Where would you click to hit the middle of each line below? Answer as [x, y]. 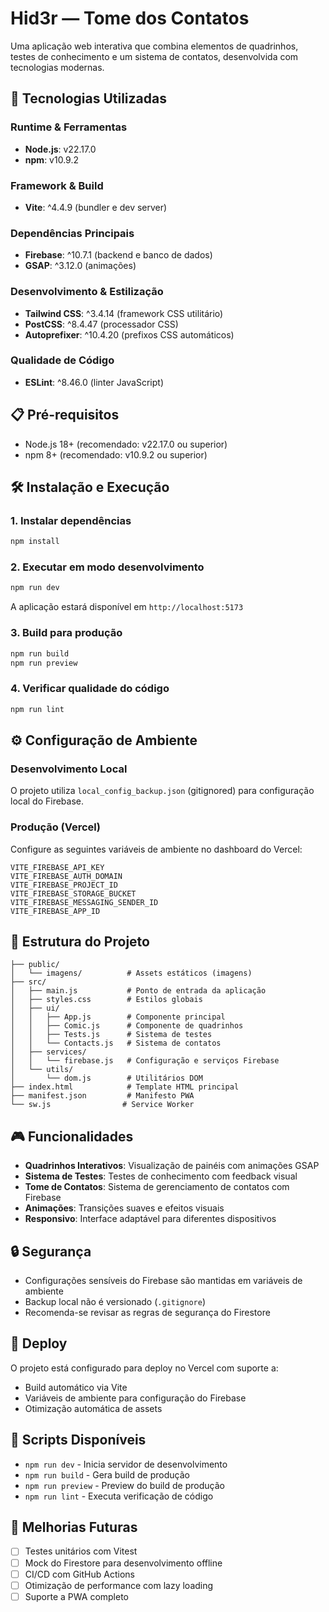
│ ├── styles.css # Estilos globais [106, 1000]
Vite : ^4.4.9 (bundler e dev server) [96, 207]
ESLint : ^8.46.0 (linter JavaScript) [94, 382]
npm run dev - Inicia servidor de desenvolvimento [126, 1464]
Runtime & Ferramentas [69, 127]
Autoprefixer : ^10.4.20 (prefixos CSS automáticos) [129, 334]
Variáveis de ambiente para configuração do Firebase [135, 1398]
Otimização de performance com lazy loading [119, 1585]
